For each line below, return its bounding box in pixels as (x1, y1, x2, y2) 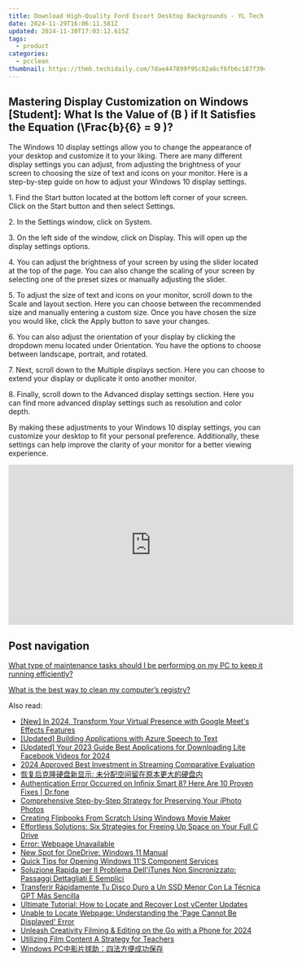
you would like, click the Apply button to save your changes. (8, 316, 210, 325)
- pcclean (15, 58, 49, 66)
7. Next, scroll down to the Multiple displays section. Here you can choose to (8, 365, 265, 374)
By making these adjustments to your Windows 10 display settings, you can (8, 422, 261, 432)
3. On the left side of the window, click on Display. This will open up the (8, 233, 247, 242)
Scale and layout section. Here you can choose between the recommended (8, 299, 261, 308)
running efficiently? (8, 669, 73, 679)
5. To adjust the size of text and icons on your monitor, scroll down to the (8, 290, 253, 299)
